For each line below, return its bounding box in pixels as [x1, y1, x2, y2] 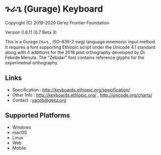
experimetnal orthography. [5, 59, 59, 65]
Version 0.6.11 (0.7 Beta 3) [5, 29, 57, 35]
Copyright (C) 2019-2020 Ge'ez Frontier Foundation [5, 19, 109, 25]
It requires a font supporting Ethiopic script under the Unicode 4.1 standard [5, 44, 155, 50]
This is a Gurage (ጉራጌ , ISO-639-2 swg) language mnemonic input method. [5, 39, 157, 44]
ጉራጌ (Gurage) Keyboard [5, 3, 103, 15]
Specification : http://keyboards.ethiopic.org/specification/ [12, 87, 130, 93]
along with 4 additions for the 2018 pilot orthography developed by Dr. [5, 49, 146, 55]
